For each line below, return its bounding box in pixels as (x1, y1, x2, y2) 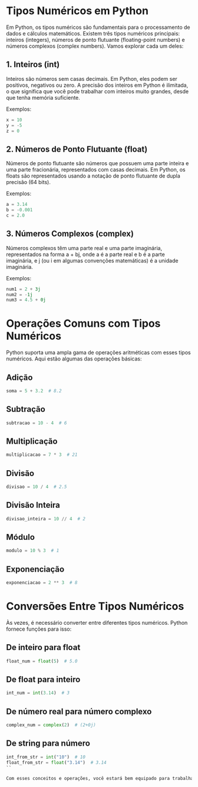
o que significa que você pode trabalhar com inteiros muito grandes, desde (6, 87, 189, 95)
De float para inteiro (6, 674, 81, 685)
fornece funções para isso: (6, 625, 72, 632)
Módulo (6, 532, 35, 542)
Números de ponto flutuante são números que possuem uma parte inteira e (6, 160, 189, 167)
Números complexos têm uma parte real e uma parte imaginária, (6, 244, 163, 251)
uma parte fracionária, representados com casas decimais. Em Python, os (6, 166, 186, 173)
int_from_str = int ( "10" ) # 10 (6, 754, 85, 760)
